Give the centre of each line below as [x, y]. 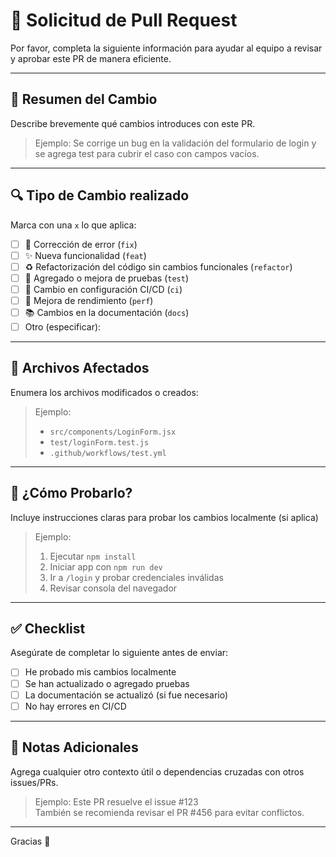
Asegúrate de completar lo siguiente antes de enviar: [119, 653]
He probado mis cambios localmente [100, 672]
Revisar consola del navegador [113, 588]
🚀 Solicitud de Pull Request [124, 20]
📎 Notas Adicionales [74, 747]
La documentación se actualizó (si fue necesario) [126, 695]
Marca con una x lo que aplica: [73, 225]
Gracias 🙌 [30, 841]
